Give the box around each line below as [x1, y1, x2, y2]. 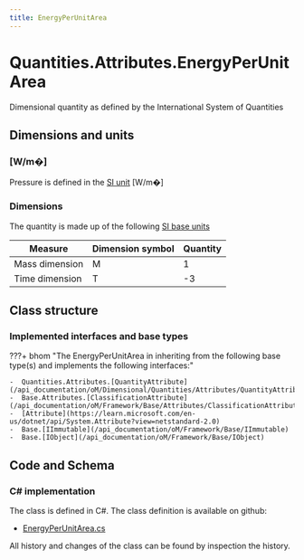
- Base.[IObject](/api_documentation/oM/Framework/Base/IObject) [9, 433, 265, 442]
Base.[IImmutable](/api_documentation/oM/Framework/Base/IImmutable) [21, 425, 290, 434]
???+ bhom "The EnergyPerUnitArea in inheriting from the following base [9, 350, 281, 362]
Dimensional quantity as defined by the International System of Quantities [9, 101, 284, 112]
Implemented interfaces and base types [9, 329, 188, 342]
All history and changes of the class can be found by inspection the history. [9, 540, 291, 551]
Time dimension [14, 272, 82, 285]
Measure [29, 242, 69, 254]
